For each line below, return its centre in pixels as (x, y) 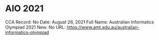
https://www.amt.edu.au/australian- (103, 27)
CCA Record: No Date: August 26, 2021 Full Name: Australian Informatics (79, 22)
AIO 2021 (24, 9)
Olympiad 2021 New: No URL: (36, 27)
